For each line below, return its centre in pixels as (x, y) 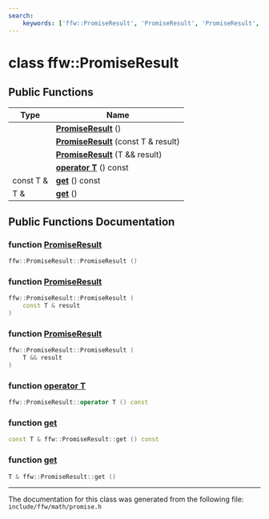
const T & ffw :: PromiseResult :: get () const (84, 440)
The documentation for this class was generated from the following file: (126, 499)
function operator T (47, 385)
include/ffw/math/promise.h (55, 507)
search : (21, 16)
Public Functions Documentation (92, 221)
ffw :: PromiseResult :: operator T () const (78, 402)
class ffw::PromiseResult (94, 63)
